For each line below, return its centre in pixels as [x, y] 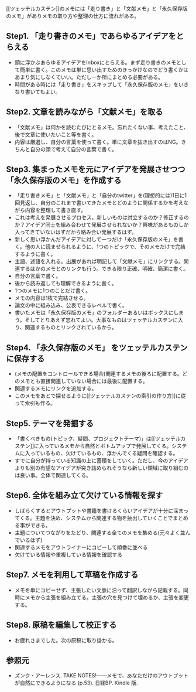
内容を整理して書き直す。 [55, 210]
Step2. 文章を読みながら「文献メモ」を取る [85, 112]
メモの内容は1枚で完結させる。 [51, 298]
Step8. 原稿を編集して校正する [61, 625]
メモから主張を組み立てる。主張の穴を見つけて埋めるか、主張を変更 [107, 597]
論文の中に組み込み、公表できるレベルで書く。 [71, 305]
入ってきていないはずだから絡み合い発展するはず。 [76, 232]
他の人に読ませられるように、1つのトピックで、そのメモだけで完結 [105, 247]
